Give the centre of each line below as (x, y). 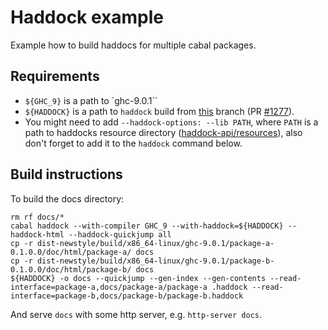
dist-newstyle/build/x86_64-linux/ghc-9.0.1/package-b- (155, 261)
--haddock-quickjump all (120, 234)
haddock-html (37, 234)
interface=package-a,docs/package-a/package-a (109, 287)
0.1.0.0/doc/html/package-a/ (71, 252)
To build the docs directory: (67, 198)
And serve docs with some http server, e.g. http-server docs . (136, 314)
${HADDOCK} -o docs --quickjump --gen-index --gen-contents (138, 278)
